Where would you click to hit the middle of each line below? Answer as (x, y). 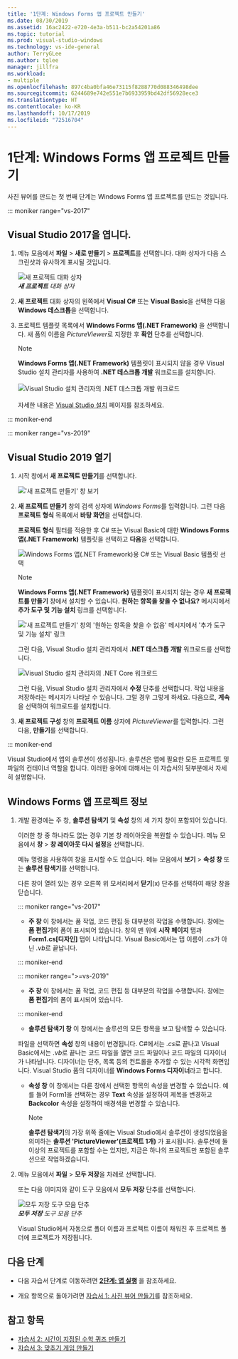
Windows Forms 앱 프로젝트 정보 (77, 801)
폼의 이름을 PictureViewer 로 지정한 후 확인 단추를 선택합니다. (119, 334)
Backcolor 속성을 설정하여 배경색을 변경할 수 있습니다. (104, 1103)
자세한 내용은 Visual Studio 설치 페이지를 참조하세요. (91, 405)
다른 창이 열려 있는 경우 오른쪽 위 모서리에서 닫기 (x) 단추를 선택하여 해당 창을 (124, 883)
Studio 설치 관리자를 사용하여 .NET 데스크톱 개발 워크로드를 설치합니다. (117, 372)
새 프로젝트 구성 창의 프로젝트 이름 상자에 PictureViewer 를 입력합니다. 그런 (121, 721)
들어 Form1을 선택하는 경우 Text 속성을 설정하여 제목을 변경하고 (124, 1094)
